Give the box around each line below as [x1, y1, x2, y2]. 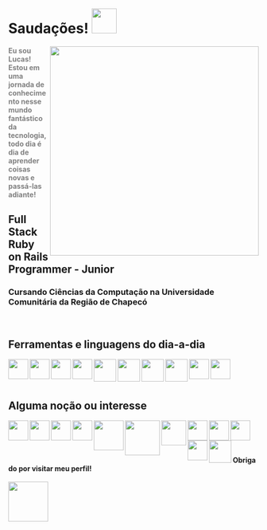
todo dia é [8, 139, 42, 148]
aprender [8, 155, 40, 165]
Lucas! [8, 54, 32, 64]
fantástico [8, 113, 44, 123]
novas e [8, 172, 35, 183]
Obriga [233, 455, 257, 465]
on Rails [8, 250, 48, 264]
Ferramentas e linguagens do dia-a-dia [8, 338, 206, 351]
